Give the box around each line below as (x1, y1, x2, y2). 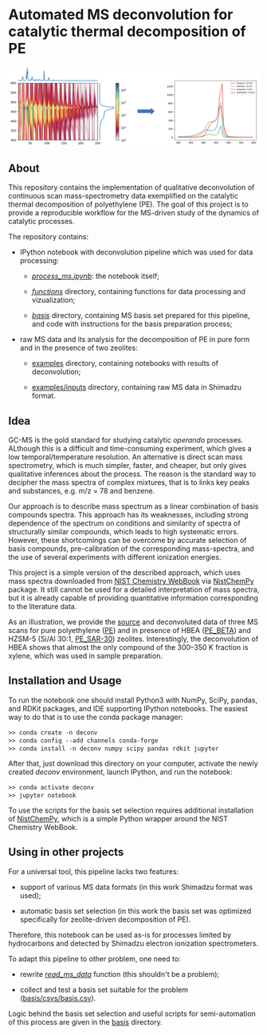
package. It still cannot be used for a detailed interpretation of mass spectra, (8, 584, 260, 595)
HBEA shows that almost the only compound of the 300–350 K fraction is (8, 643, 249, 652)
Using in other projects (8, 845, 124, 859)
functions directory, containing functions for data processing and (31, 287, 245, 297)
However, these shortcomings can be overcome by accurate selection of (8, 536, 247, 545)
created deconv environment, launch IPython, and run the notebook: (8, 767, 233, 777)
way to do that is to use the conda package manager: (8, 712, 183, 722)
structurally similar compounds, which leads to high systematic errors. (8, 527, 239, 537)
